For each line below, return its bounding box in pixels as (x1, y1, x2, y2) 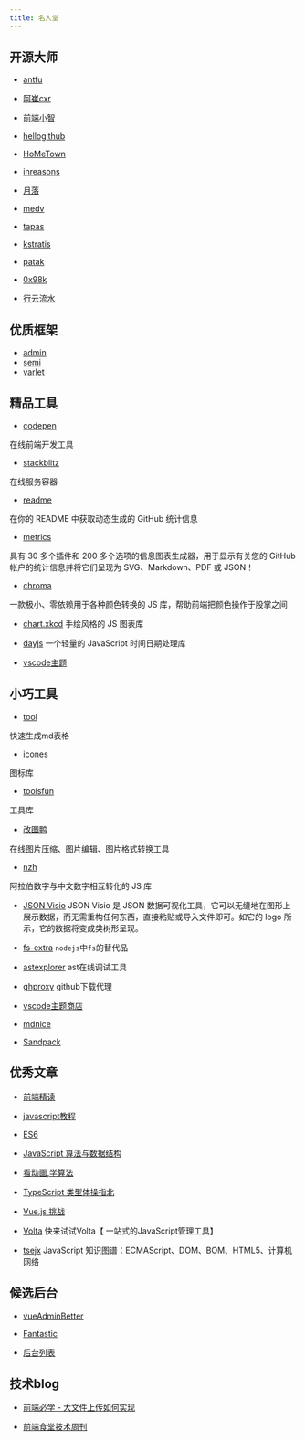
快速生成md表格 (9, 730, 70, 741)
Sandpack (22, 1036, 61, 1047)
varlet (22, 366, 46, 377)
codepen (22, 420, 57, 431)
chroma (22, 580, 52, 591)
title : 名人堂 (9, 13, 59, 23)
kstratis (22, 238, 51, 249)
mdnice (22, 1018, 52, 1029)
